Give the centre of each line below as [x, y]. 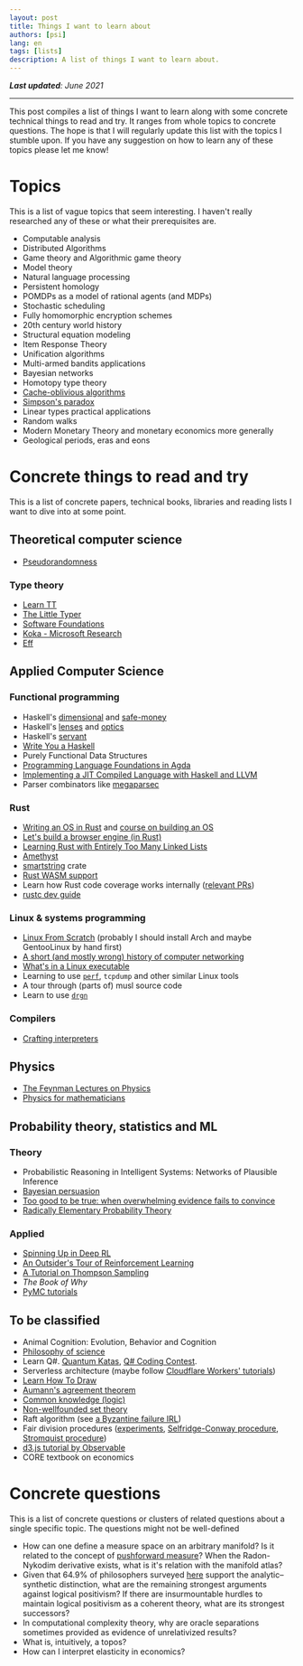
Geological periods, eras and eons [86, 440]
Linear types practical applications [87, 411]
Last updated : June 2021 [56, 85]
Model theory [47, 267]
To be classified [55, 1320]
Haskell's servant [55, 736]
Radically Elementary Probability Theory [97, 1210]
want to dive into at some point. [68, 511]
